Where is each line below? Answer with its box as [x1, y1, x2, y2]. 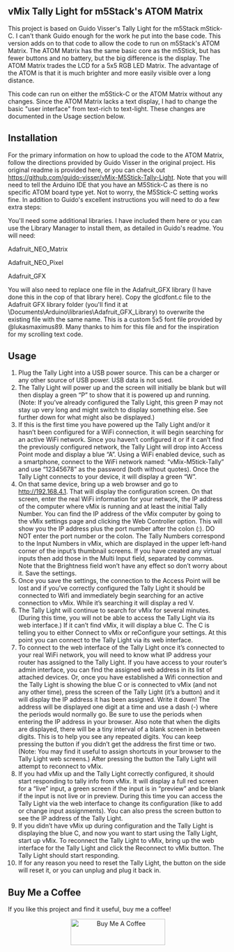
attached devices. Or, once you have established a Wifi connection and [17, 673, 223, 681]
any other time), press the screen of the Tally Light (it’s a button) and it [17, 688, 220, 696]
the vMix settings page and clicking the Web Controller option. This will [17, 517, 223, 526]
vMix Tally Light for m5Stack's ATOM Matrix [8, 6, 203, 17]
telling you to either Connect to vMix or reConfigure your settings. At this [17, 628, 227, 637]
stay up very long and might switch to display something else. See [17, 405, 208, 414]
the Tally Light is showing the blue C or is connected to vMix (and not [17, 681, 217, 689]
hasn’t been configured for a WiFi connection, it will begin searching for [17, 428, 224, 436]
